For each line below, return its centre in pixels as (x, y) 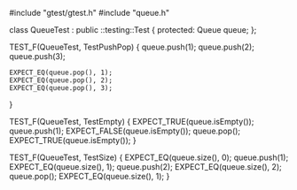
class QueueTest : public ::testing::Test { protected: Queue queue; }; (133, 30)
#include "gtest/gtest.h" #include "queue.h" (90, 13)
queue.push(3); (38, 56)
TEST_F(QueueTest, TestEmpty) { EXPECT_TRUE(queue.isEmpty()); (132, 122)
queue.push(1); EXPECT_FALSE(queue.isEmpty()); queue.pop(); (125, 131)
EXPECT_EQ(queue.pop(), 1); (61, 72)
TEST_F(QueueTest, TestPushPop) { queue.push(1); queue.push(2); (132, 47)
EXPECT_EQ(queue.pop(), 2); (61, 80)
